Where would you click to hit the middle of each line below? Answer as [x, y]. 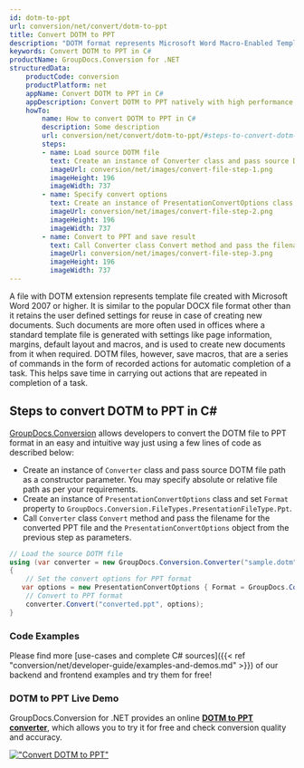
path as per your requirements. [80, 489]
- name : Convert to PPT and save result [119, 236]
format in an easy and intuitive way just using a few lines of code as [136, 442]
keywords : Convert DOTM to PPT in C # [81, 52]
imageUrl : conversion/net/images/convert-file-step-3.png [161, 254]
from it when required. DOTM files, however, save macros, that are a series [149, 353]
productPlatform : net [66, 85]
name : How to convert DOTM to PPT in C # [119, 119]
